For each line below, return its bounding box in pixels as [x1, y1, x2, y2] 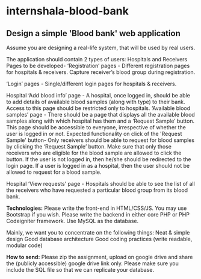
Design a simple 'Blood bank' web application [6, 28, 181, 38]
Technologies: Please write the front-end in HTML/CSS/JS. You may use [6, 204, 187, 212]
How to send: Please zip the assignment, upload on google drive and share [6, 254, 193, 260]
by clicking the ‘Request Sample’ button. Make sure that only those [6, 143, 172, 150]
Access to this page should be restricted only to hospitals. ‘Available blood [6, 105, 191, 112]
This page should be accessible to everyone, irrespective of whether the [6, 124, 187, 130]
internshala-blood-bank [6, 4, 129, 18]
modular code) [6, 242, 43, 249]
